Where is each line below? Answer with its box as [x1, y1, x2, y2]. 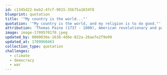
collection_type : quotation [5, 44, 64, 49]
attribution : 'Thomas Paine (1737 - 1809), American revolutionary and [5, 26, 157, 31]
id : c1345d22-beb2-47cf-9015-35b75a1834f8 [5, 7, 94, 12]
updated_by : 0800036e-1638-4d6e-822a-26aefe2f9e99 [5, 35, 112, 40]
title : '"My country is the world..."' [5, 16, 88, 21]
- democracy [9, 58, 35, 63]
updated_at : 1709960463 [5, 39, 55, 44]
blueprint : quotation [5, 12, 50, 17]
